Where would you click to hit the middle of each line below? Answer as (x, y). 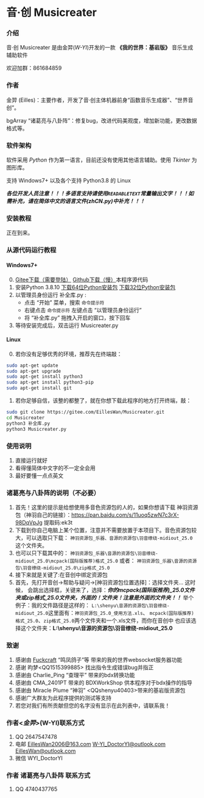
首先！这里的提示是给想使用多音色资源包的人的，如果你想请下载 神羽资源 (107, 508)
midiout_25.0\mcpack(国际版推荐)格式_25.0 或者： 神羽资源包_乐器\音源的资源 (106, 561)
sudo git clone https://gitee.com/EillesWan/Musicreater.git (86, 412)
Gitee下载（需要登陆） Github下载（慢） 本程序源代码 (81, 279)
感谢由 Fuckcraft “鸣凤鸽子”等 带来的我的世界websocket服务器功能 (99, 660)
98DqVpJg (29, 523)
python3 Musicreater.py (37, 429)
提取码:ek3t (58, 523)
